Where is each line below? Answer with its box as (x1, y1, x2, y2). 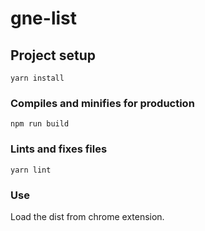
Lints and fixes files (10, 142, 108, 156)
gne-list (10, 7, 78, 30)
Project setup (10, 47, 97, 64)
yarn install (10, 73, 65, 83)
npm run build (10, 119, 70, 129)
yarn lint (10, 165, 52, 175)
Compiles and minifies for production (10, 96, 195, 110)
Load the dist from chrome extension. (10, 210, 165, 222)
